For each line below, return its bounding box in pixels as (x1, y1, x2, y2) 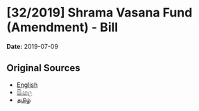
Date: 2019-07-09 (6, 42, 58, 50)
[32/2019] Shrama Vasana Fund (6, 5, 193, 21)
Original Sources (6, 62, 80, 74)
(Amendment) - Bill (6, 19, 119, 35)
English (16, 81, 38, 89)
